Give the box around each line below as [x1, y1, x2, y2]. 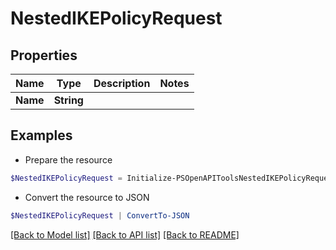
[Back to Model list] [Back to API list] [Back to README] [10, 228, 240, 241]
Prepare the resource [24, 153, 113, 166]
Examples [10, 127, 73, 144]
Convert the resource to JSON [24, 191, 150, 203]
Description [93, 77, 151, 90]
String [53, 93, 84, 107]
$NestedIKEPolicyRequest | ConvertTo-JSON [10, 210, 190, 221]
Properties [10, 47, 78, 64]
